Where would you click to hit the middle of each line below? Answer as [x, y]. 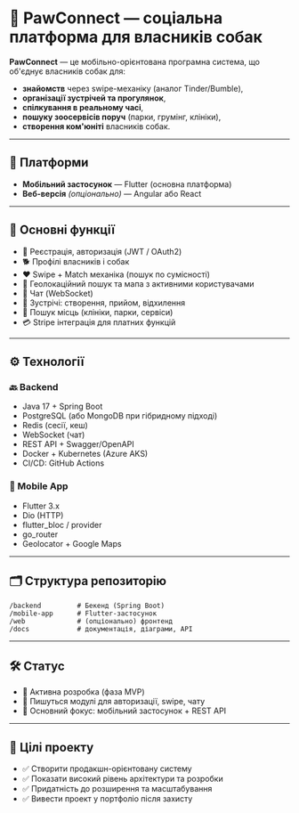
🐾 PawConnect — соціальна [116, 18]
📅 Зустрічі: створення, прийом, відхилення [104, 303]
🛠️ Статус [37, 666]
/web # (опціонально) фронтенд [91, 622]
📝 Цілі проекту [52, 747]
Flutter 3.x [41, 506]
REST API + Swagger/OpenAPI [78, 444]
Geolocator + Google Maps [72, 543]
